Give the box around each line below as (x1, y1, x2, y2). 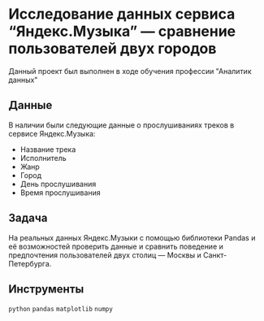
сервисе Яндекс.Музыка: (8, 128, 96, 138)
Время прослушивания (19, 188, 101, 197)
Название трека (19, 144, 76, 154)
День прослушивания (19, 179, 97, 189)
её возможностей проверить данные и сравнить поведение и (8, 241, 223, 251)
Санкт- (202, 249, 227, 260)
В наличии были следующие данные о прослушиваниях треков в (8, 119, 235, 130)
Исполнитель (19, 153, 67, 163)
